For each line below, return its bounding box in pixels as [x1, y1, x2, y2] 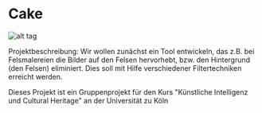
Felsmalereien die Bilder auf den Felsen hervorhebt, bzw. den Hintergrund [8, 55, 251, 64]
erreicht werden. [8, 72, 63, 81]
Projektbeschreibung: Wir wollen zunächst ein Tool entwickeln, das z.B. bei [8, 46, 255, 56]
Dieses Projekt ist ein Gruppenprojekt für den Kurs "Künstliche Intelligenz [8, 87, 248, 96]
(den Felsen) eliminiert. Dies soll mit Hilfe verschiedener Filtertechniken [8, 63, 242, 72]
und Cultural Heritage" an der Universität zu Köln [8, 95, 169, 105]
